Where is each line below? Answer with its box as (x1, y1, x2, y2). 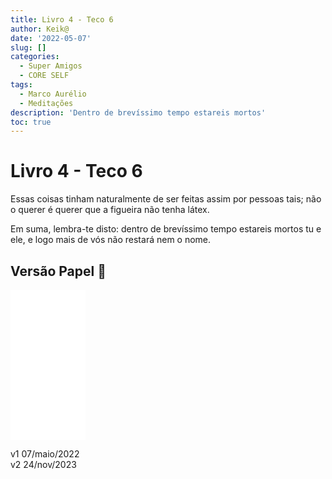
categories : (10, 52, 60, 62)
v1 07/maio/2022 (10, 448, 80, 460)
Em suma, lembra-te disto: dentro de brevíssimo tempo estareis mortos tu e (10, 223, 322, 235)
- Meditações (19, 98, 74, 108)
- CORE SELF (19, 71, 70, 81)
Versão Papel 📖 (10, 262, 107, 280)
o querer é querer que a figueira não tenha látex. (10, 204, 210, 216)
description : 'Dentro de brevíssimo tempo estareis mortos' (10, 107, 267, 118)
